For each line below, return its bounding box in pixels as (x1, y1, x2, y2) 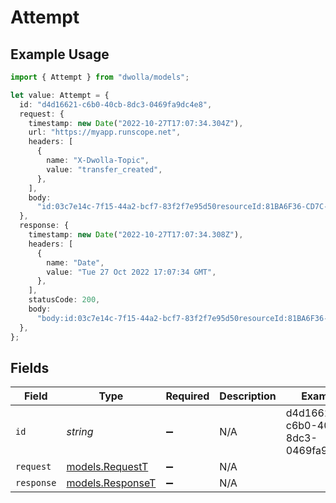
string (66, 425, 94, 439)
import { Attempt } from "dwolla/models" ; (10, 72, 190, 82)
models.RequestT (66, 460, 149, 474)
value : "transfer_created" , (46, 164, 163, 175)
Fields (10, 359, 50, 376)
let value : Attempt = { (10, 90, 110, 100)
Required (165, 389, 210, 403)
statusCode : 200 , (28, 295, 101, 305)
